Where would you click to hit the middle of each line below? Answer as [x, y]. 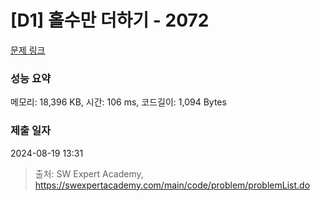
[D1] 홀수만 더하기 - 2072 [110, 20]
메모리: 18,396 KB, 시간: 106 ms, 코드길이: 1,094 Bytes [118, 102]
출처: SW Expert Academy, [89, 173]
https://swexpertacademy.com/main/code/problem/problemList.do [172, 185]
